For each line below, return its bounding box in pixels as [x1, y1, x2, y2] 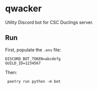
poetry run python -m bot [7, 79, 61, 84]
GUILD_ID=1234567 [5, 60, 41, 66]
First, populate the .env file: [5, 46, 61, 52]
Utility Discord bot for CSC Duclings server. [5, 19, 94, 25]
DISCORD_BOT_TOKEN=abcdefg [5, 56, 61, 61]
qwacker [5, 3, 42, 14]
